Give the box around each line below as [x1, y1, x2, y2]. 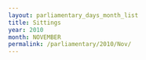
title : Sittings [8, 19, 61, 26]
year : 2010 [8, 26, 44, 34]
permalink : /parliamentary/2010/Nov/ [8, 41, 132, 48]
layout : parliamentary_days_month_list [8, 11, 139, 19]
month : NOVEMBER [8, 33, 61, 41]
